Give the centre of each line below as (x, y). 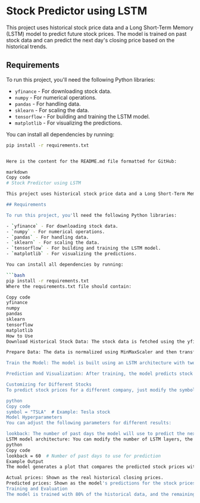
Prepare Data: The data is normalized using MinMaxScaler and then (92, 352)
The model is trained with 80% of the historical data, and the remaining (101, 494)
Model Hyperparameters (34, 417)
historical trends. (27, 46)
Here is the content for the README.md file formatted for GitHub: (92, 161)
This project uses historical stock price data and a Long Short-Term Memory (100, 27)
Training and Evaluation (37, 489)
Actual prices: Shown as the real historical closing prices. (85, 478)
